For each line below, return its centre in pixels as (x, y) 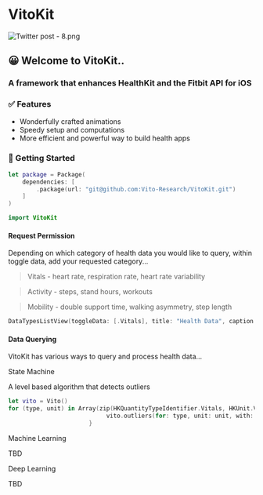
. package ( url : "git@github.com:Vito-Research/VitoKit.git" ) (136, 189)
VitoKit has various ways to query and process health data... (105, 357)
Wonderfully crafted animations (70, 121)
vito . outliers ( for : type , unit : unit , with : (180, 416)
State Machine (31, 372)
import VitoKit (33, 218)
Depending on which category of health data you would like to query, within (130, 253)
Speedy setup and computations (72, 129)
